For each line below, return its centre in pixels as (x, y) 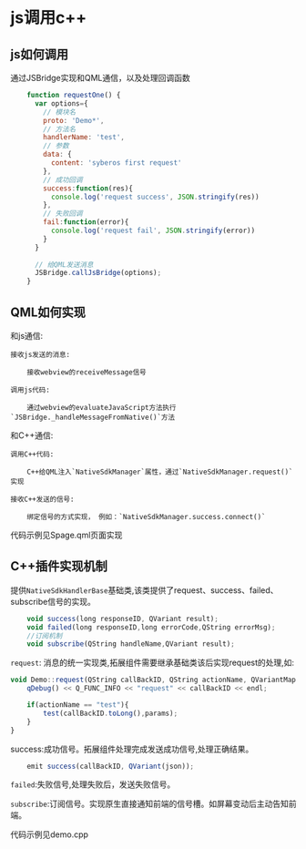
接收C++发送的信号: (42, 499)
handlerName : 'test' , (84, 138)
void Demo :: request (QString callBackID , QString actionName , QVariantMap (153, 680)
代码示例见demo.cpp (50, 834)
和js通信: (27, 335)
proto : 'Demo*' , (74, 120)
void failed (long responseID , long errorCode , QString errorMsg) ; (151, 627)
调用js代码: (31, 390)
